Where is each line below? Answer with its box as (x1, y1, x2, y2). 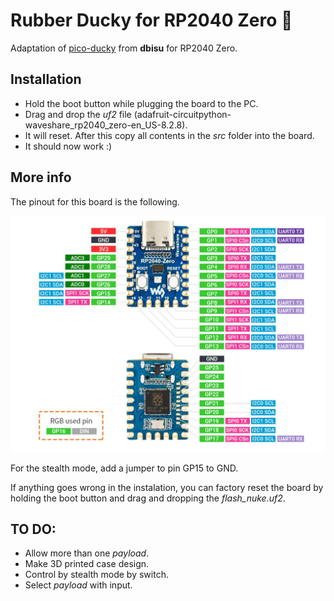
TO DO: (10, 520, 57, 538)
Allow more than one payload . (24, 547, 150, 559)
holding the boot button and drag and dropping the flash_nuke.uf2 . (10, 492, 286, 504)
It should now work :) (24, 140, 113, 152)
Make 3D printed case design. (24, 558, 150, 570)
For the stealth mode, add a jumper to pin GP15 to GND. (10, 462, 239, 474)
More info (10, 169, 72, 186)
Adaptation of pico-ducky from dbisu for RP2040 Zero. (10, 42, 238, 54)
